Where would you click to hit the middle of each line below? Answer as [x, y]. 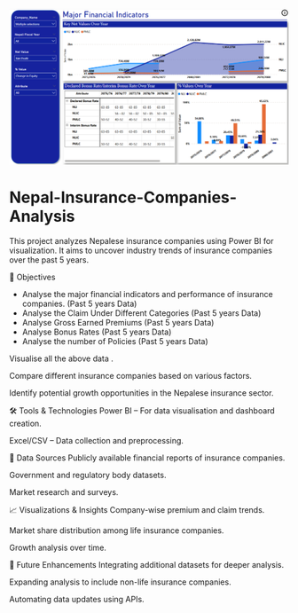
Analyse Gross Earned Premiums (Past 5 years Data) [118, 322]
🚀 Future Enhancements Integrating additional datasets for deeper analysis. [147, 564]
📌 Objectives [32, 277]
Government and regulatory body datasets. [88, 475]
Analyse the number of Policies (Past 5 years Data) [115, 341]
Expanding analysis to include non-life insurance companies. [121, 582]
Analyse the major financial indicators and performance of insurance [147, 294]
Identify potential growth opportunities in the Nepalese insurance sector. [141, 393]
